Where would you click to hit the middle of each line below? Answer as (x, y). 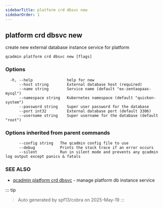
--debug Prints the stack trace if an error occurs (86, 148)
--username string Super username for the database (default (88, 115)
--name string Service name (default (67, 89)
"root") (13, 120)
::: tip (11, 190)
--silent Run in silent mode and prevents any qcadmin (88, 152)
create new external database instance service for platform (67, 47)
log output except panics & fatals (43, 156)
